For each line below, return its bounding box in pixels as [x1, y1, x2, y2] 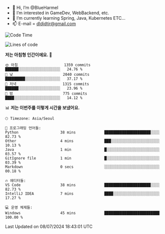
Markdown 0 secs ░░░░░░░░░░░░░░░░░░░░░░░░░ [5, 165, 160, 169]
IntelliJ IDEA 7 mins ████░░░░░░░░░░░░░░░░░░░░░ [5, 191, 160, 196]
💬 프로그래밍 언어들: [5, 126, 41, 131]
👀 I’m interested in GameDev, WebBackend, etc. [12, 10, 109, 16]
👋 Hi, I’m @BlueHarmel [12, 5, 59, 10]
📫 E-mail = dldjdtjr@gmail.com [12, 21, 76, 27]
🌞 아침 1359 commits [5, 63, 91, 67]
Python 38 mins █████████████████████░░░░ [5, 130, 160, 135]
